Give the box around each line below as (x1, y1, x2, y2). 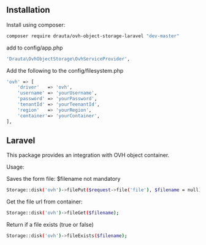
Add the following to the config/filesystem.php (6, 67, 124, 74)
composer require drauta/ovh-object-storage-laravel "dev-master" (6, 33, 180, 39)
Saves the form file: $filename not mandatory (6, 175, 121, 183)
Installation (6, 5, 50, 15)
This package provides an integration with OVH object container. (6, 152, 170, 159)
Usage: (6, 163, 25, 170)
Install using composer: (6, 21, 66, 28)
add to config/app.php (6, 44, 63, 51)
